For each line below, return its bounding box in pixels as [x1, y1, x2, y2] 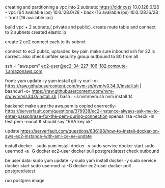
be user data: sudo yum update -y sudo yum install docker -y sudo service [5, 158, 156, 163]
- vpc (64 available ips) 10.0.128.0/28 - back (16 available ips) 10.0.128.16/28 [5, 9, 158, 15]
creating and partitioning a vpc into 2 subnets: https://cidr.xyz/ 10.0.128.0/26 [5, 4, 160, 10]
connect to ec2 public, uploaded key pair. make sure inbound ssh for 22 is [5, 49, 155, 54]
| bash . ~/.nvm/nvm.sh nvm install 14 [57, 93, 133, 99]
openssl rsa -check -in [109, 113, 155, 119]
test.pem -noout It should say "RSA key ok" [5, 119, 93, 124]
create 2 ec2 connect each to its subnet [5, 39, 86, 45]
